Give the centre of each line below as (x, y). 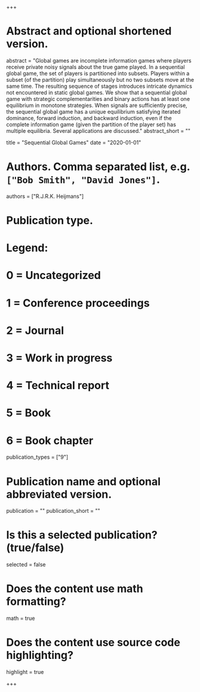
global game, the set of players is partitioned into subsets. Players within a (98, 73)
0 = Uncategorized (54, 276)
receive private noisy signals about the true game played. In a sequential (96, 67)
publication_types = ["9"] (37, 457)
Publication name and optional (84, 481)
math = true (21, 618)
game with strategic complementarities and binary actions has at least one (98, 99)
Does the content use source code (93, 642)
